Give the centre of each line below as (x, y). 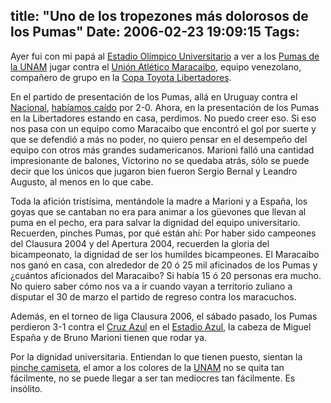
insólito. (26, 388)
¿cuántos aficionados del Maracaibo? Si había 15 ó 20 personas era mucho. (166, 275)
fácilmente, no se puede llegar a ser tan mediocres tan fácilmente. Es (153, 378)
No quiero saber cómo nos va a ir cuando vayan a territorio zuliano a (151, 286)
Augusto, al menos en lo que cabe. (82, 181)
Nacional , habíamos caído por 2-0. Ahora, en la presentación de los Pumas (165, 107)
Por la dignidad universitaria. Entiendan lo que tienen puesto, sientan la (156, 356)
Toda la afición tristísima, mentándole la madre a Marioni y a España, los (159, 201)
